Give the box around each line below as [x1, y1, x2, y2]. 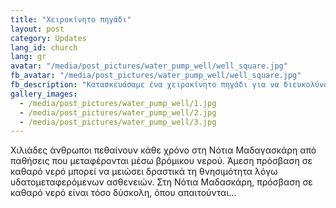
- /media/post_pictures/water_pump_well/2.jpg [19, 107, 217, 118]
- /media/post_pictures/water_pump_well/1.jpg [19, 98, 217, 108]
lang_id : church [10, 42, 78, 53]
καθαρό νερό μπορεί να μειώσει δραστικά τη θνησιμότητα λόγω [10, 166, 278, 178]
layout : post [10, 24, 65, 34]
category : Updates [10, 33, 87, 43]
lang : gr [10, 52, 47, 62]
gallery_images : [10, 89, 78, 99]
